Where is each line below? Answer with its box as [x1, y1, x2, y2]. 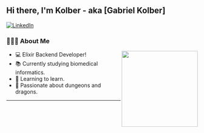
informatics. [15, 69, 46, 76]
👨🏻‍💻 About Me [6, 36, 50, 45]
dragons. [15, 88, 38, 95]
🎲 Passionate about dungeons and [15, 82, 101, 89]
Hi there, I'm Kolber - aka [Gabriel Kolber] [6, 5, 166, 16]
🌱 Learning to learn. [15, 75, 65, 83]
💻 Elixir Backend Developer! [15, 51, 87, 58]
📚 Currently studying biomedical [15, 60, 98, 67]
